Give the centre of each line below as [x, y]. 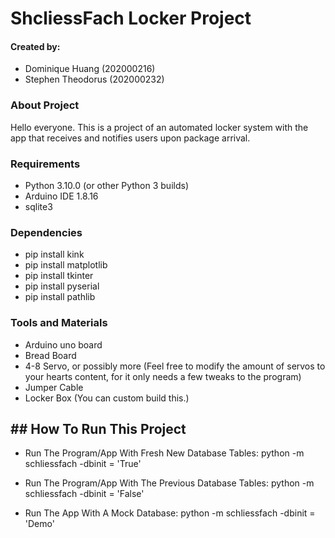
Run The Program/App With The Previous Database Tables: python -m [169, 483]
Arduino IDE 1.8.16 [61, 196]
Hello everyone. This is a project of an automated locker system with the [159, 127]
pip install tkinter [59, 276]
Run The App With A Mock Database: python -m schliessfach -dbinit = [170, 513]
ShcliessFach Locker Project [131, 18]
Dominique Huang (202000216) [90, 69]
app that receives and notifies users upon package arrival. [130, 138]
